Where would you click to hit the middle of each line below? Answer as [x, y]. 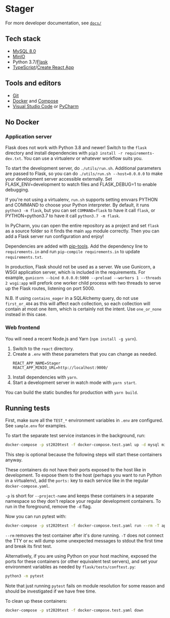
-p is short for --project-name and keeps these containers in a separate [80, 496]
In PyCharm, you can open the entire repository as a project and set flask [82, 226]
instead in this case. [26, 315]
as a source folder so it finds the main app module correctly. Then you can [82, 231]
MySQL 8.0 [24, 51]
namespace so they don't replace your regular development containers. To [83, 501]
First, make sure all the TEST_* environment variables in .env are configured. [84, 420]
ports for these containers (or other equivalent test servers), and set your [81, 562]
